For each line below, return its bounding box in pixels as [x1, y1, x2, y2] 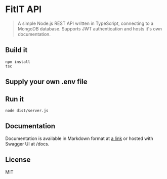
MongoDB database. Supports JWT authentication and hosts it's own [17, 25, 162, 31]
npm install [5, 59, 30, 64]
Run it [5, 95, 24, 103]
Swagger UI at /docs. [5, 140, 50, 147]
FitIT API [5, 4, 42, 15]
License [5, 156, 31, 164]
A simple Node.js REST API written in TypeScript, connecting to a [17, 20, 153, 26]
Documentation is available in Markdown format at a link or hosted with [5, 135, 153, 141]
